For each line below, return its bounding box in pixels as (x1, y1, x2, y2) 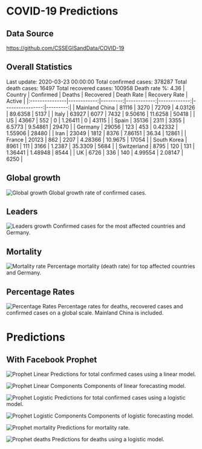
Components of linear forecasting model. (83, 382, 186, 390)
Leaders (6, 207, 38, 217)
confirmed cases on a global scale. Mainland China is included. (6, 309, 164, 316)
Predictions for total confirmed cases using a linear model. (50, 371, 197, 378)
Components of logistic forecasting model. (87, 412, 195, 419)
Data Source (6, 28, 54, 39)
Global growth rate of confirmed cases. (48, 189, 147, 196)
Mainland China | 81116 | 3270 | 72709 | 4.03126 (76, 104, 195, 111)
